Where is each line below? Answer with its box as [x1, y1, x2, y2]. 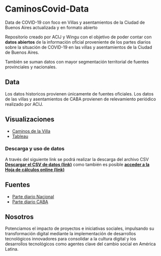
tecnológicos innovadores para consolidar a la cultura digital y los [5, 236, 137, 242]
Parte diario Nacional [12, 193, 54, 199]
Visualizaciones [5, 115, 55, 124]
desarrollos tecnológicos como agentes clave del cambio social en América [5, 241, 156, 247]
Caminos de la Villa [12, 128, 51, 134]
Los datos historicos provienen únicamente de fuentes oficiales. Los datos [5, 91, 154, 96]
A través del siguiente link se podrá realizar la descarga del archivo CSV [5, 156, 149, 162]
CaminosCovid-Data [5, 3, 89, 15]
